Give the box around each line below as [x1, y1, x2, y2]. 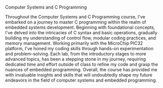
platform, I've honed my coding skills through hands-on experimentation [5, 46, 154, 51]
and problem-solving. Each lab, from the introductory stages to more [5, 51, 147, 57]
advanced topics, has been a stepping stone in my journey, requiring [5, 56, 146, 62]
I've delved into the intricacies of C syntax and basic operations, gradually [5, 30, 158, 35]
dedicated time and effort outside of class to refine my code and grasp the [5, 62, 158, 67]
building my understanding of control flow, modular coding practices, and [5, 35, 156, 41]
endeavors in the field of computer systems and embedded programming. [5, 77, 157, 83]
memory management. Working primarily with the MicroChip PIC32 [5, 40, 143, 46]
